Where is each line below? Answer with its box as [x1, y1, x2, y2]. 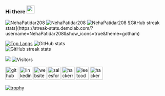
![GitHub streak [127, 20, 160, 26]
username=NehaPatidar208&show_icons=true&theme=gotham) [5, 31, 140, 37]
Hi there [5, 8, 26, 15]
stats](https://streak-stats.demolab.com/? [5, 25, 93, 31]
